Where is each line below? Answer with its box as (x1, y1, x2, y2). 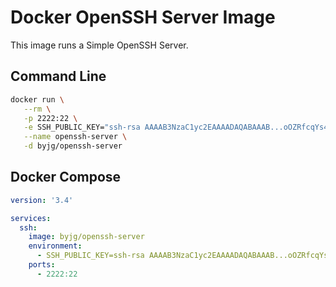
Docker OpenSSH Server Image (10, 6, 276, 29)
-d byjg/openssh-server (23, 141, 123, 151)
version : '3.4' (10, 195, 74, 205)
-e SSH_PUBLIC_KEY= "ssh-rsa (23, 122, 141, 133)
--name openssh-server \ (23, 132, 128, 142)
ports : (28, 260, 56, 270)
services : (10, 213, 52, 223)
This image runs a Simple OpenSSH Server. (10, 39, 189, 51)
